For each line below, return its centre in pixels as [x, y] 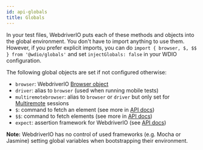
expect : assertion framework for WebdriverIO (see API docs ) [91, 122]
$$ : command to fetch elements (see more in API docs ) [84, 116]
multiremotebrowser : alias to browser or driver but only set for [92, 97]
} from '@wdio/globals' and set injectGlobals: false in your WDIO [92, 54]
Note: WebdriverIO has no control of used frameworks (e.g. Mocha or [94, 134]
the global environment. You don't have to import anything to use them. [95, 41]
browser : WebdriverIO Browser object [62, 84]
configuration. [24, 60]
